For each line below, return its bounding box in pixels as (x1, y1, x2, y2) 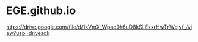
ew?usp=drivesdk (6, 29, 50, 36)
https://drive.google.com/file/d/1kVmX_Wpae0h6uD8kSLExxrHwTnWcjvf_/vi (6, 23, 192, 30)
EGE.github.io (6, 4, 76, 17)
